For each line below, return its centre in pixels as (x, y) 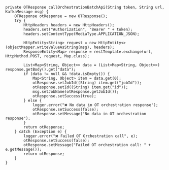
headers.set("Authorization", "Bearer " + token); (78, 29)
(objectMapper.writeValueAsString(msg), (49, 47)
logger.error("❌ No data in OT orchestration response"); (95, 105)
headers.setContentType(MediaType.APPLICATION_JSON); (81, 34)
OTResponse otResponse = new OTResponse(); (61, 16)
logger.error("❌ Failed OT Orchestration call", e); (81, 136)
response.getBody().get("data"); (41, 70)
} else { (33, 100)
